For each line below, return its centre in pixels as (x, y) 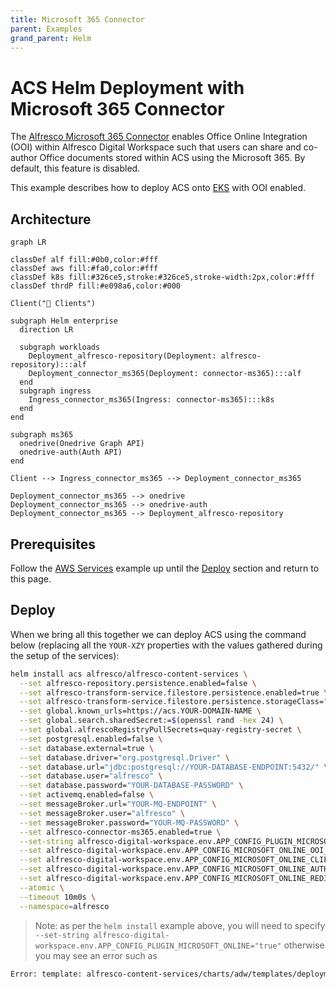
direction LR (46, 330)
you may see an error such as (96, 955)
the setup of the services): (65, 655)
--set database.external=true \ (87, 748)
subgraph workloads (60, 347)
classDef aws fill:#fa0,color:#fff (84, 269)
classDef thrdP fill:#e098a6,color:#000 (96, 286)
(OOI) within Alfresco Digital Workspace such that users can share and (156, 147)
